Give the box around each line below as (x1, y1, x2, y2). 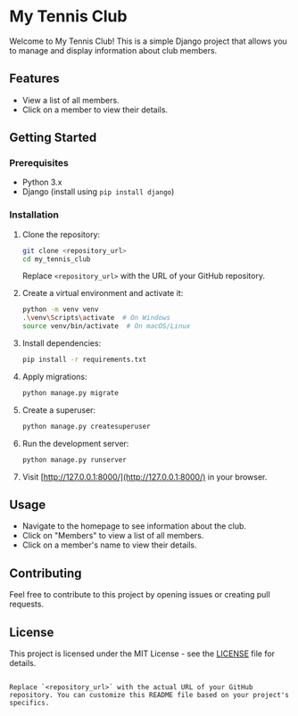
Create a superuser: (21, 404, 96, 416)
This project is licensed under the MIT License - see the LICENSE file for (9, 648, 275, 659)
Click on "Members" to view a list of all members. (21, 531, 204, 541)
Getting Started (9, 130, 97, 145)
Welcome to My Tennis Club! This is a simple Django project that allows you (9, 36, 287, 46)
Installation (9, 209, 60, 221)
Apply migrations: (21, 371, 87, 382)
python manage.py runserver (21, 455, 127, 465)
